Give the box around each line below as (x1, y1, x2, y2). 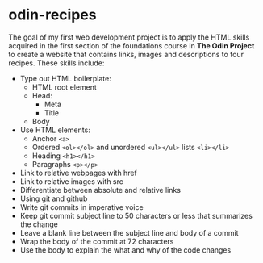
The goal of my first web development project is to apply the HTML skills (8, 32, 250, 42)
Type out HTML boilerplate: (19, 73, 111, 83)
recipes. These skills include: (8, 58, 105, 68)
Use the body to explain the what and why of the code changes (19, 244, 232, 255)
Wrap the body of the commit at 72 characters (19, 236, 174, 246)
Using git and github (19, 194, 88, 203)
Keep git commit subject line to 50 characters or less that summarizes (19, 211, 253, 220)
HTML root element (31, 82, 97, 92)
